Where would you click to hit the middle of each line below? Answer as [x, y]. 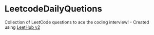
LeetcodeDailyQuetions [53, 9]
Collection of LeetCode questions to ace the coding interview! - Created [77, 22]
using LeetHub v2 [22, 27]
